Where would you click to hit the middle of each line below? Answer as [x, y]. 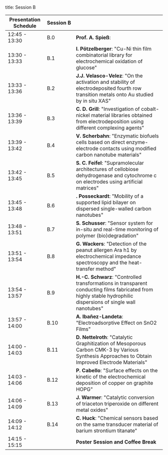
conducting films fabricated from [114, 289]
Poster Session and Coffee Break [116, 442]
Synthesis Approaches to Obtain [114, 356]
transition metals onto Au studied [114, 95]
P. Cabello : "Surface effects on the [117, 370]
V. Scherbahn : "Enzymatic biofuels [117, 136]
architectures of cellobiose [107, 169]
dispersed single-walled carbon [113, 209]
